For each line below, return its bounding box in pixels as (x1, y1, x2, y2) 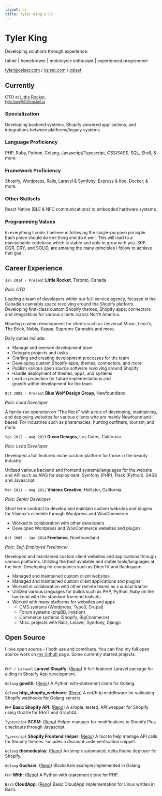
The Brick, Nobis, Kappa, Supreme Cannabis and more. (5, 326, 115, 332)
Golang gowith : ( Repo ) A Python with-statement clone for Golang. (5, 681, 136, 686)
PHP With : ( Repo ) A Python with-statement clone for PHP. (5, 772, 119, 778)
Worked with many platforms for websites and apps (12, 599, 115, 605)
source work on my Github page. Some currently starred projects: (5, 652, 136, 657)
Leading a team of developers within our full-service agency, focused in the (5, 296, 156, 302)
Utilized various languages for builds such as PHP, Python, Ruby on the (12, 589, 154, 594)
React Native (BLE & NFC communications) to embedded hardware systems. (5, 207, 157, 212)
